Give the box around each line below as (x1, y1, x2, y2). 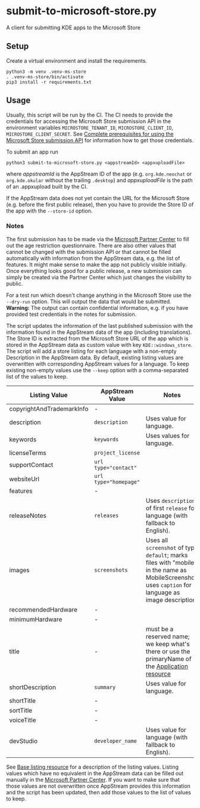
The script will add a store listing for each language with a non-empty (6, 348, 177, 355)
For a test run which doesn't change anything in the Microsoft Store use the (6, 291, 192, 299)
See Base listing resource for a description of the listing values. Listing (6, 763, 179, 770)
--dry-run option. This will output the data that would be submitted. (6, 297, 171, 305)
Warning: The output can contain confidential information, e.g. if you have (6, 304, 189, 311)
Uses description (145, 496, 195, 505)
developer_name (94, 738, 137, 744)
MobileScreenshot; (145, 573, 199, 582)
